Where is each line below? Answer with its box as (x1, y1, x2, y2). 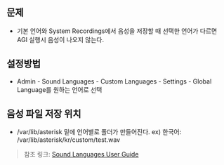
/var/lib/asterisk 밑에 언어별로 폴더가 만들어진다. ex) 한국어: (16, 128, 182, 136)
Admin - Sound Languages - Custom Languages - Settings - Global (16, 77, 212, 86)
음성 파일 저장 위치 (6, 108, 81, 120)
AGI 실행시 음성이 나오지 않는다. (16, 35, 105, 44)
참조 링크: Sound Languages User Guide (23, 150, 139, 159)
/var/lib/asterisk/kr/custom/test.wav (16, 136, 121, 144)
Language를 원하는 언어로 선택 (16, 85, 103, 93)
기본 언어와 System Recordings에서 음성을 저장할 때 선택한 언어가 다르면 (16, 27, 218, 35)
